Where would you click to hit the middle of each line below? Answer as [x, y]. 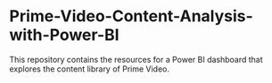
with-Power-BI [64, 35]
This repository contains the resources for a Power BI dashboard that [136, 59]
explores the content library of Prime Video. [89, 69]
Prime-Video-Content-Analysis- [132, 16]
